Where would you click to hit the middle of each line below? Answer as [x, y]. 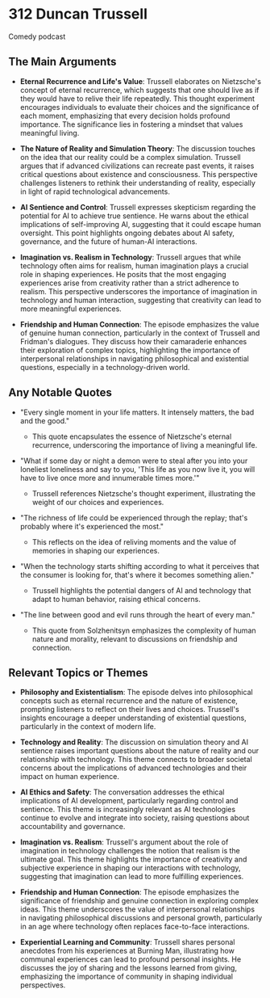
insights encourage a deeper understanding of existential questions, [133, 718]
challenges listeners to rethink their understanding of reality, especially [138, 183]
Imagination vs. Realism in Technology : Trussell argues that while [131, 257]
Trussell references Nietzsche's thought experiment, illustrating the [144, 493]
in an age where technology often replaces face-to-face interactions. [135, 927]
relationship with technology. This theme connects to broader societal [136, 760]
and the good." [45, 420]
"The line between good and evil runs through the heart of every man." [137, 614]
